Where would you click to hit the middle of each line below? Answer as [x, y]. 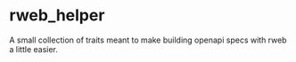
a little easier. [33, 49]
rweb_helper [57, 15]
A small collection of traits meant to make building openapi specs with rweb [148, 40]
